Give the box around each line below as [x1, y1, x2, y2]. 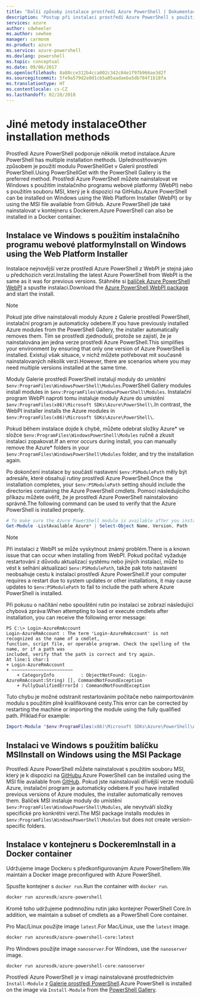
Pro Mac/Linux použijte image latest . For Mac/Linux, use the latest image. [6, 923, 190, 930]
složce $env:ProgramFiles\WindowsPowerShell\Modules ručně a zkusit [6, 431, 174, 438]
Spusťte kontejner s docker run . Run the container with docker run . [6, 882, 168, 889]
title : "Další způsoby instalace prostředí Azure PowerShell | [6, 8, 167, 15]
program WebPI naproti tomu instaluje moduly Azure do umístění [6, 394, 165, 402]
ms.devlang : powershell [6, 53, 65, 59]
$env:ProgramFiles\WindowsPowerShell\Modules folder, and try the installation [6, 450, 194, 458]
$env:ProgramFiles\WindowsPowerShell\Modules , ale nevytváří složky [6, 803, 173, 810]
